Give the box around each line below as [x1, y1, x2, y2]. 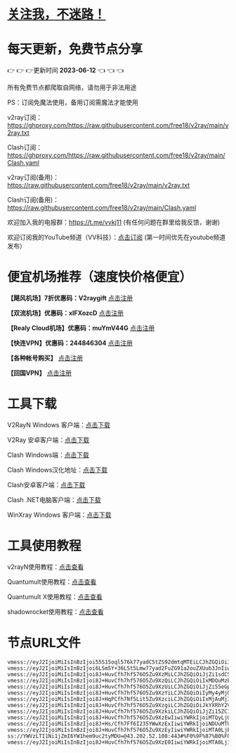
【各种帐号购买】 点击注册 [7, 354, 83, 362]
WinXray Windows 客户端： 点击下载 [7, 510, 112, 519]
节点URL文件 [7, 635, 81, 651]
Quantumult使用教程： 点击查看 [7, 577, 97, 586]
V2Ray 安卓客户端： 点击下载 [7, 436, 90, 444]
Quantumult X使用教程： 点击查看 [7, 592, 103, 601]
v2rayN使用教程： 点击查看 [7, 562, 84, 571]
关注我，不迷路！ [7, 6, 107, 23]
